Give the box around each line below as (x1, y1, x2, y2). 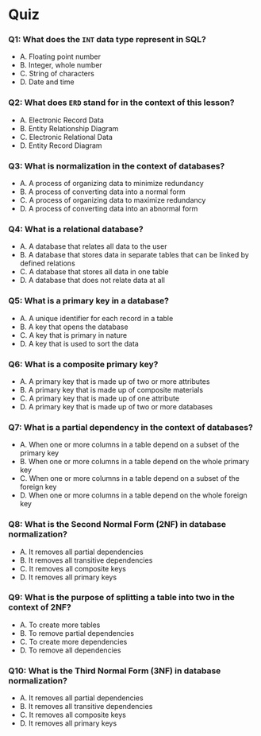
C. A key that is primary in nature (19, 330, 128, 339)
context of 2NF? (8, 602, 71, 613)
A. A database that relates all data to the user (19, 242, 167, 251)
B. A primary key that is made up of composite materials (19, 385, 204, 394)
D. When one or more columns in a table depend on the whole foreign (19, 490, 248, 500)
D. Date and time (19, 77, 75, 87)
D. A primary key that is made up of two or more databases (19, 401, 213, 411)
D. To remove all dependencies (19, 645, 121, 655)
